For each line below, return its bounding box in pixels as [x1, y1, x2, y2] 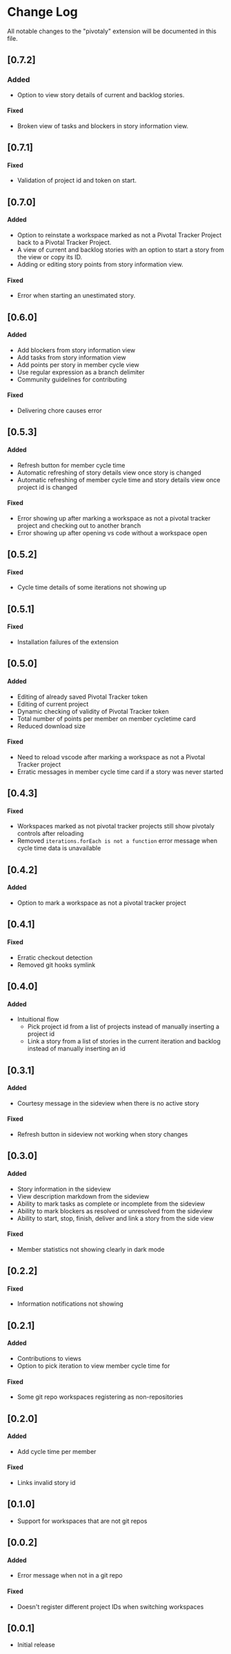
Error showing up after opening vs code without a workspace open [17, 528, 208, 537]
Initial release [17, 1641, 55, 1649]
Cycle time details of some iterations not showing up [17, 584, 167, 592]
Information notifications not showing [17, 1299, 124, 1308]
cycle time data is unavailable [17, 844, 101, 853]
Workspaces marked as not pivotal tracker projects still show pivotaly [17, 822, 215, 830]
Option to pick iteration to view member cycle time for [17, 1362, 170, 1370]
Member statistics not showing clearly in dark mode [17, 1245, 165, 1253]
